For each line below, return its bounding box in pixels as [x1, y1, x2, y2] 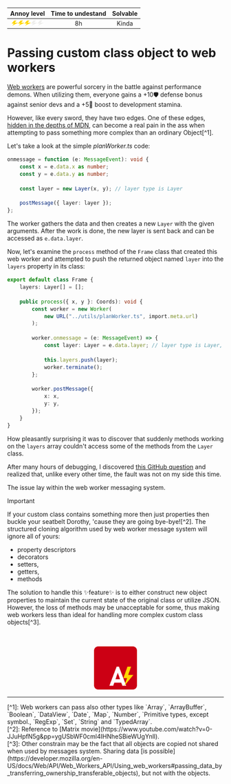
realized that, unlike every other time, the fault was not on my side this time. [7, 470, 222, 478]
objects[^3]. [7, 618, 41, 626]
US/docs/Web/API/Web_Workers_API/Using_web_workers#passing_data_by [7, 761, 222, 770]
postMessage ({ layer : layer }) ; [19, 199, 112, 207]
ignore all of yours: [7, 532, 60, 540]
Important [7, 496, 35, 504]
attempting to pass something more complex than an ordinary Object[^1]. [7, 128, 214, 137]
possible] [148, 747, 175, 755]
